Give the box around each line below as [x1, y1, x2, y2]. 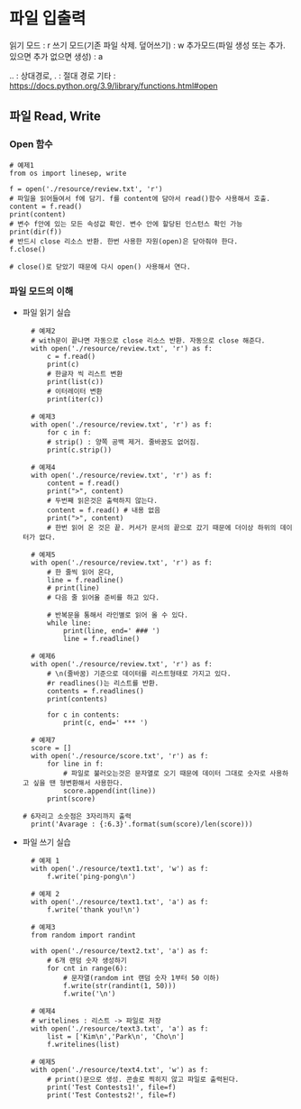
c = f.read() [46, 352, 96, 361]
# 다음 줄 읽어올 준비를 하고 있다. [46, 592, 160, 602]
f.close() [9, 244, 47, 253]
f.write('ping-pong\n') [46, 872, 137, 881]
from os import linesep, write [9, 169, 127, 178]
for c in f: [46, 427, 92, 437]
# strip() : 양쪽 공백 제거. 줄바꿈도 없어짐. [46, 437, 200, 446]
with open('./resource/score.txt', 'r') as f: [31, 751, 209, 760]
